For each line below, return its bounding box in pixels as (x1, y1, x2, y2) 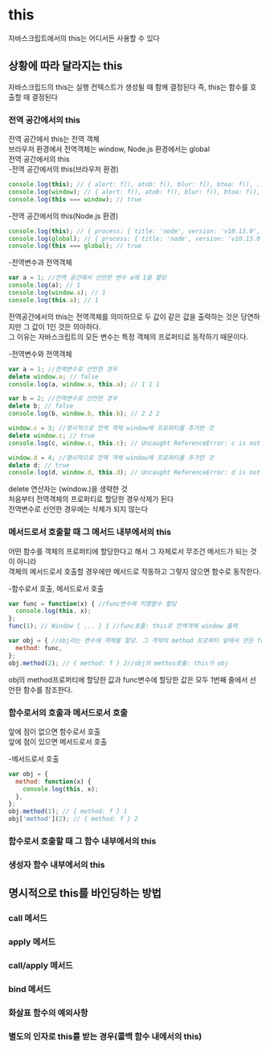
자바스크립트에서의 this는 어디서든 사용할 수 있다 (8, 33, 160, 43)
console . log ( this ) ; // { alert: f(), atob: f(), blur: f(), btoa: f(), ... (8, 180, 268, 189)
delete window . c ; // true (8, 431, 95, 440)
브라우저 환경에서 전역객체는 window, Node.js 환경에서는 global (8, 144, 211, 154)
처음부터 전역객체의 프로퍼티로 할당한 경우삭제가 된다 (8, 494, 174, 504)
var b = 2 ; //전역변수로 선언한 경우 (8, 395, 118, 403)
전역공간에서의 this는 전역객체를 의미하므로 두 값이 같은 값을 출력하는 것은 (8, 312, 239, 321)
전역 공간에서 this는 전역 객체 (8, 135, 100, 144)
